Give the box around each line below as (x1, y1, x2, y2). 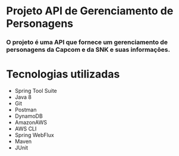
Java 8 (14, 93, 32, 101)
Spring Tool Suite (14, 88, 58, 95)
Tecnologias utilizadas (6, 67, 120, 81)
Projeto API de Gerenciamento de (6, 4, 174, 18)
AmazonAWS (14, 119, 48, 126)
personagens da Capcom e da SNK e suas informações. (6, 46, 171, 54)
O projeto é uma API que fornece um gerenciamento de (6, 38, 168, 46)
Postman (14, 106, 37, 114)
